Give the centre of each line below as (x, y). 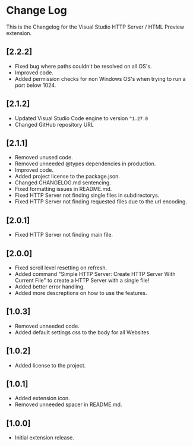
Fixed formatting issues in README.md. (63, 189)
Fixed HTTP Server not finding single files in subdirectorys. (87, 195)
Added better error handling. (50, 287)
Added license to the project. (50, 365)
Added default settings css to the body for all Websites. (83, 332)
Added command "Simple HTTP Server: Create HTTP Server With (95, 274)
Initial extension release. (44, 438)
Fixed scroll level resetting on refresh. (61, 268)
